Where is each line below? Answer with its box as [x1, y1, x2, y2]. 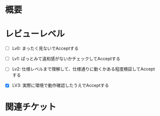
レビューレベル [5, 29, 65, 39]
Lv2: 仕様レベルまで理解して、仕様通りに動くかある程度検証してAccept [12, 66, 155, 72]
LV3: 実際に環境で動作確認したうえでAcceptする [12, 83, 109, 88]
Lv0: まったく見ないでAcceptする [12, 46, 79, 51]
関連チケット [5, 101, 57, 112]
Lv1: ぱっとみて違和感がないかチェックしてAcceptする [12, 56, 121, 62]
